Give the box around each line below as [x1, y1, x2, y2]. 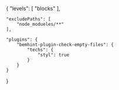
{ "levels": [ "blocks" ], [6, 5, 60, 12]
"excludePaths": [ [6, 16, 51, 22]
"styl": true [37, 52, 69, 58]
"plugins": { [6, 37, 38, 43]
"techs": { [27, 47, 54, 53]
